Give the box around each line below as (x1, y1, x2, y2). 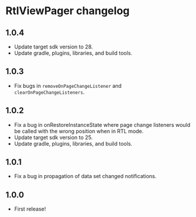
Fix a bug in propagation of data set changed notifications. (14, 173, 157, 180)
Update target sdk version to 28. (14, 43, 93, 50)
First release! (14, 205, 46, 213)
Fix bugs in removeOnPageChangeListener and (14, 82, 122, 89)
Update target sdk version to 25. (14, 134, 93, 141)
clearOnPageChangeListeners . (14, 88, 85, 96)
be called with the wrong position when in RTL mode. (14, 127, 144, 134)
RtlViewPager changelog (5, 4, 130, 18)
